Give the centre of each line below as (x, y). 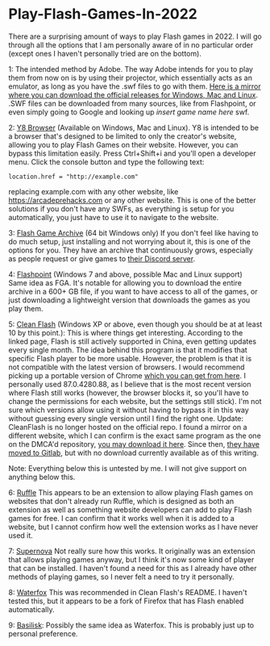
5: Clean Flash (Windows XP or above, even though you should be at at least (135, 324)
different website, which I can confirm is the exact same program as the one (135, 436)
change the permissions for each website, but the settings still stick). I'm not (135, 401)
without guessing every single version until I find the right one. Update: (126, 418)
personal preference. (43, 633)
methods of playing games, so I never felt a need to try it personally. (122, 577)
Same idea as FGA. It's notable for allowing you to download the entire (125, 282)
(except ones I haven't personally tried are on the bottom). (105, 53)
